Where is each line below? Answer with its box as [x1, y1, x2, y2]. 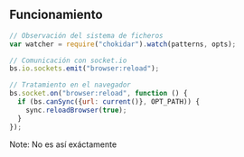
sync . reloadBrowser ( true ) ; [25, 106, 127, 115]
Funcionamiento [9, 7, 103, 23]
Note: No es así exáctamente [9, 139, 117, 150]
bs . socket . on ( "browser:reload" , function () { [9, 89, 188, 98]
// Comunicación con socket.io [9, 56, 127, 65]
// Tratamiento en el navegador [9, 80, 131, 89]
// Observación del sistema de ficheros [9, 31, 164, 40]
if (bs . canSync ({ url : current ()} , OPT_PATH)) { [17, 97, 201, 106]
